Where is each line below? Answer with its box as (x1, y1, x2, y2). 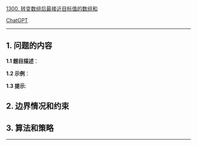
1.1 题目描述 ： (6, 57, 39, 64)
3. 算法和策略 (6, 123, 54, 133)
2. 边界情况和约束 (6, 101, 69, 111)
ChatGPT (6, 17, 28, 23)
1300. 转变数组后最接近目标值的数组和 (6, 5, 98, 12)
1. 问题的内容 (6, 40, 53, 51)
